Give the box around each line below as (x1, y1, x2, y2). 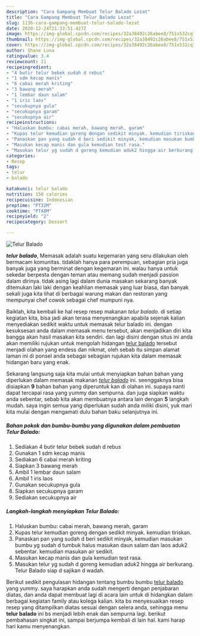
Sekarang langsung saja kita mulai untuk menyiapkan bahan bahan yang (6, 370, 183, 377)
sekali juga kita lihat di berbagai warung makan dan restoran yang (6, 290, 168, 297)
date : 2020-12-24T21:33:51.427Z (6, 25, 86, 32)
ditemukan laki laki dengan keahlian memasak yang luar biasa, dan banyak (6, 284, 189, 291)
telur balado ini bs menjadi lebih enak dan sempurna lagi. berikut (6, 610, 165, 617)
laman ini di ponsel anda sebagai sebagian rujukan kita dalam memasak (6, 352, 182, 359)
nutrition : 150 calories (6, 191, 68, 197)
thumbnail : (6, 36, 33, 42)
